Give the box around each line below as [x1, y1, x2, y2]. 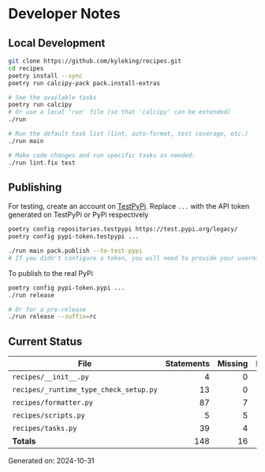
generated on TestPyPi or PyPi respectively [8, 210, 149, 220]
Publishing [8, 180, 62, 194]
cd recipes [8, 64, 44, 72]
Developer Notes [8, 5, 121, 23]
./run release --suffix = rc [8, 313, 97, 321]
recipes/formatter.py [12, 398, 93, 407]
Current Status [8, 334, 83, 348]
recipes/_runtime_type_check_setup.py [12, 385, 158, 395]
